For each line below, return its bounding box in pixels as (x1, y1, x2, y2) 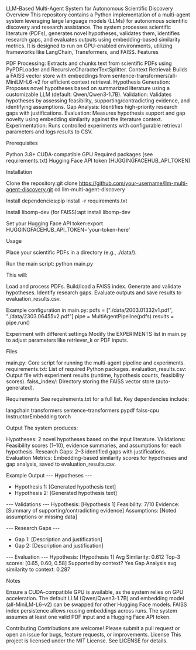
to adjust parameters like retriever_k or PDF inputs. (6, 336, 129, 343)
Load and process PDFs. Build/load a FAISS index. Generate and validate (6, 283, 181, 290)
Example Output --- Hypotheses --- (6, 472, 92, 479)
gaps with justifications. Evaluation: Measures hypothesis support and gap (6, 109, 185, 116)
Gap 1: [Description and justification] (14, 536, 102, 543)
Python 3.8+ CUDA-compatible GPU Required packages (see (6, 151, 153, 157)
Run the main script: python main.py (6, 260, 94, 267)
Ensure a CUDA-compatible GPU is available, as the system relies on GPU (6, 589, 184, 596)
